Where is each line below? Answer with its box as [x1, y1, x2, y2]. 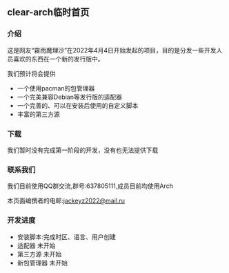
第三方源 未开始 [17, 250, 62, 258]
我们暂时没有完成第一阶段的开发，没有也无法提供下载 [7, 146, 159, 154]
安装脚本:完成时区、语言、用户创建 [17, 232, 116, 241]
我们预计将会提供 [7, 69, 56, 77]
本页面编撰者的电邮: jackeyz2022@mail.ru [7, 196, 126, 205]
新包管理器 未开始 [17, 258, 68, 267]
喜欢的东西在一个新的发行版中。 [12, 55, 104, 63]
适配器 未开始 [17, 241, 56, 250]
